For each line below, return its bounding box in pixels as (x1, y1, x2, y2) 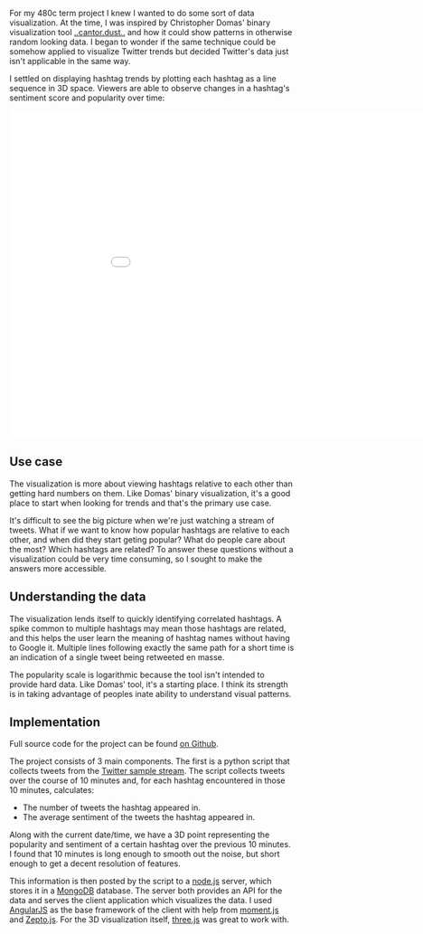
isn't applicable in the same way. (9, 56, 131, 66)
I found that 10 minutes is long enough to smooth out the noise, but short (9, 849, 280, 860)
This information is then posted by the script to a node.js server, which (9, 876, 273, 887)
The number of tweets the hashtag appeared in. (22, 802, 201, 813)
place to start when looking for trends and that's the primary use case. (9, 497, 272, 508)
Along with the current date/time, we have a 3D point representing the (9, 829, 270, 840)
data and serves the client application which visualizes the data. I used (9, 895, 273, 906)
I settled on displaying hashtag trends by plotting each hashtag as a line (9, 73, 277, 84)
